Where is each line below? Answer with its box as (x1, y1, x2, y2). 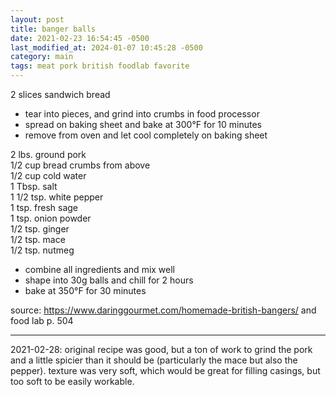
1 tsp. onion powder (10, 212, 92, 224)
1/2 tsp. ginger (10, 223, 70, 235)
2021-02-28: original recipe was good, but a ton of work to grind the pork (10, 344, 313, 355)
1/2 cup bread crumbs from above (10, 159, 151, 171)
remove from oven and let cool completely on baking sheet (24, 129, 268, 141)
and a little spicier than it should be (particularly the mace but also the (10, 354, 298, 366)
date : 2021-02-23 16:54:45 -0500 (10, 33, 150, 43)
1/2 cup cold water (10, 170, 87, 181)
